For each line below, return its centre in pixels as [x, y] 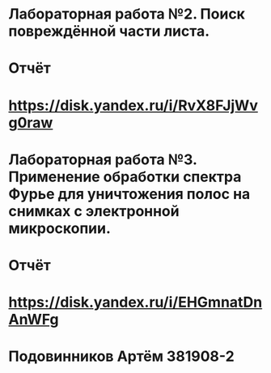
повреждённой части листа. [109, 31]
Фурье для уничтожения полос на [129, 194]
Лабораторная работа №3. [103, 159]
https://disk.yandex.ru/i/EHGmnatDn [135, 302]
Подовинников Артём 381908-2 [121, 356]
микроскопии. [60, 228]
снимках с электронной [94, 211]
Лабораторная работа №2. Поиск [127, 14]
